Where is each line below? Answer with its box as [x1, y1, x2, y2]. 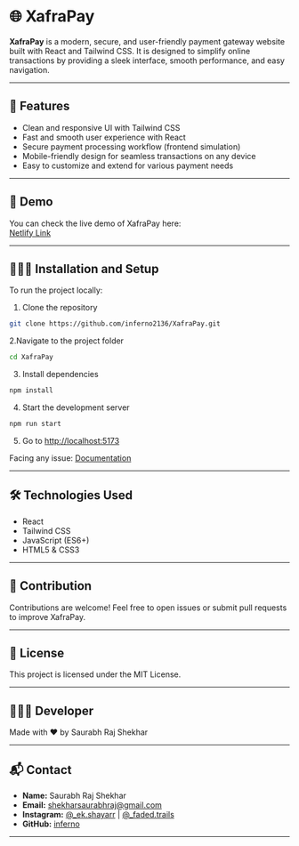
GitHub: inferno [21, 818, 80, 829]
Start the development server [21, 402, 131, 413]
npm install [9, 386, 53, 395]
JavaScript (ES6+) [21, 535, 90, 545]
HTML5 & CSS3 [21, 544, 80, 555]
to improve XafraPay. [9, 611, 86, 622]
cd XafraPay [9, 353, 53, 362]
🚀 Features [9, 99, 70, 114]
